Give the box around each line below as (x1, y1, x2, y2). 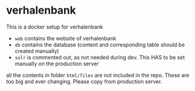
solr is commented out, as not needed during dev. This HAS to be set (14, 54, 185, 61)
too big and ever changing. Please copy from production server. (6, 78, 162, 85)
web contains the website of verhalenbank (14, 34, 117, 42)
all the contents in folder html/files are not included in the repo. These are (6, 71, 190, 79)
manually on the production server (14, 60, 100, 67)
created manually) (14, 47, 59, 54)
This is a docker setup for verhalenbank (6, 23, 104, 30)
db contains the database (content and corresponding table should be (14, 41, 185, 48)
